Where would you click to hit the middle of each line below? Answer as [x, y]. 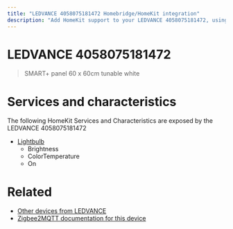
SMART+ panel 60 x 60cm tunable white [82, 74]
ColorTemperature [53, 156]
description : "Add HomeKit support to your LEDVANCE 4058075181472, [108, 20]
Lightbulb [31, 142]
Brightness [43, 149]
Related [29, 192]
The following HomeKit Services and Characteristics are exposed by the [110, 121]
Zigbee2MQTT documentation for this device [81, 219]
